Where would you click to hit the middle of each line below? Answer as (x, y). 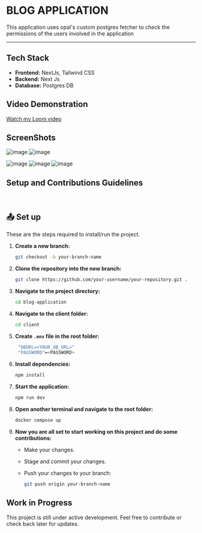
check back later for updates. (43, 523)
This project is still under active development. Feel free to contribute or (94, 517)
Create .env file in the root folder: (57, 336)
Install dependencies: (43, 364)
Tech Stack (28, 58)
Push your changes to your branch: (67, 473)
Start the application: (42, 387)
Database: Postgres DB (44, 85)
